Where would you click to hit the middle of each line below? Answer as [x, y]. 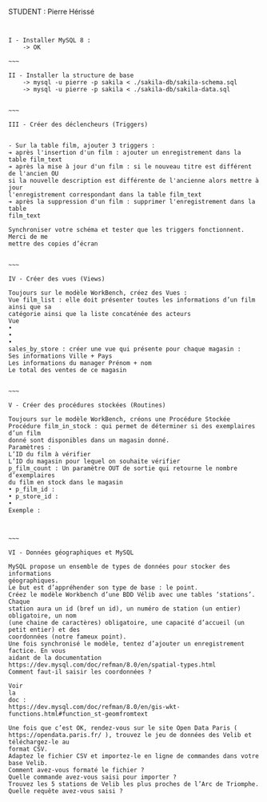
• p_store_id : [34, 496]
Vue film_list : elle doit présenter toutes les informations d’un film [132, 300]
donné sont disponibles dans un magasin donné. [89, 440]
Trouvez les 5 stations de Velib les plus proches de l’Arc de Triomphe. [134, 784]
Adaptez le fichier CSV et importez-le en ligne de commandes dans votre [134, 756]
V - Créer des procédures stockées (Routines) [87, 405]
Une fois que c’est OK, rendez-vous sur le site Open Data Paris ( [123, 728]
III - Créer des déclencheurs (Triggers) [78, 124]
